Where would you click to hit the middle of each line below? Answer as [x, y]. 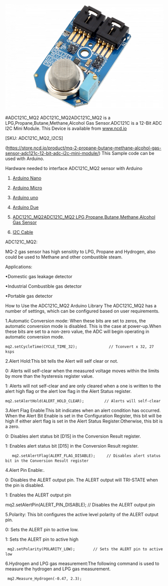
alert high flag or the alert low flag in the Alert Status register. [68, 391]
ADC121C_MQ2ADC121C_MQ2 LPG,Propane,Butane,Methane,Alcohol [84, 217]
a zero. [12, 426]
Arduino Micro [27, 188]
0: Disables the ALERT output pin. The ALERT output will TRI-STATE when [82, 480]
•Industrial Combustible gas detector [44, 286]
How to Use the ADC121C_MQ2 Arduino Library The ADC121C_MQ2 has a [81, 306]
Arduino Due [25, 207]
